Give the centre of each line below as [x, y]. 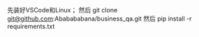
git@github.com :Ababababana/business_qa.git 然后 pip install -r [99, 18]
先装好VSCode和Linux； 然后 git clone [62, 10]
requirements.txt [31, 26]
